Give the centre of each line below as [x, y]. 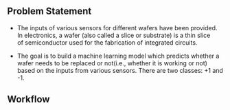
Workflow [28, 99]
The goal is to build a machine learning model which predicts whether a [118, 56]
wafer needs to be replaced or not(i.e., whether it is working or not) [112, 63]
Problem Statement [49, 11]
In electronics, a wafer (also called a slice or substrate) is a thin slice [114, 35]
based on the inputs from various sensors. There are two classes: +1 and [120, 70]
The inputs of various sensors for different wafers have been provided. [117, 27]
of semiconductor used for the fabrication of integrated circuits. [107, 42]
